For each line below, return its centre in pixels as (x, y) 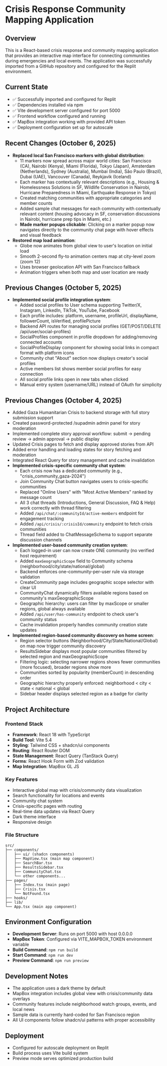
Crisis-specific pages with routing (47, 806)
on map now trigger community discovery (63, 646)
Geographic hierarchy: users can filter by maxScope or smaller (84, 603)
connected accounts (41, 342)
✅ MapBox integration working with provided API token (69, 121)
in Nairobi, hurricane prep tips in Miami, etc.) (66, 219)
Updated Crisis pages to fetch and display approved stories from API (83, 444)
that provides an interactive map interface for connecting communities (78, 55)
